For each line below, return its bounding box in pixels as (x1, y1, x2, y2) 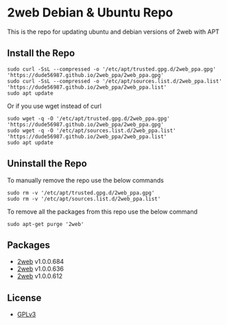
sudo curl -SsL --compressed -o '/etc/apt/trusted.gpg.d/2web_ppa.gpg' (7, 65, 216, 73)
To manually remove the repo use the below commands (7, 176, 165, 184)
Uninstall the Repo (7, 158, 87, 170)
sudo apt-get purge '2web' (7, 221, 84, 227)
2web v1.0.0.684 (16, 258, 64, 266)
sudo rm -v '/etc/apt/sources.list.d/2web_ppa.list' (7, 195, 161, 202)
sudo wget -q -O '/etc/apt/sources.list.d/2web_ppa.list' (7, 127, 176, 134)
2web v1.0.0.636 (16, 265, 64, 273)
